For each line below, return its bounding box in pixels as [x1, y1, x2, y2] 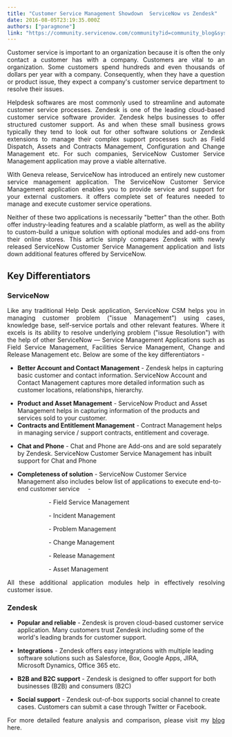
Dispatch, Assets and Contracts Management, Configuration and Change [7, 142, 225, 151]
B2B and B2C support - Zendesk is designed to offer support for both [17, 675, 216, 683]
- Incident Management [48, 511, 115, 519]
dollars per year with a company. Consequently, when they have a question [7, 70, 225, 79]
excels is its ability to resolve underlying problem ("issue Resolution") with [7, 328, 225, 336]
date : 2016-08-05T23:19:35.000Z [7, 17, 100, 23]
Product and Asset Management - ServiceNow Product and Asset [17, 399, 207, 408]
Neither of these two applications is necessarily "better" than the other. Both [7, 213, 225, 222]
